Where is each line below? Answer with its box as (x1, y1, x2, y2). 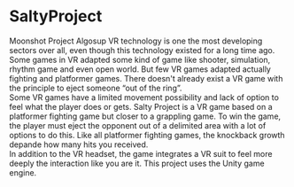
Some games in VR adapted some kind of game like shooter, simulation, (9, 54, 271, 65)
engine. (9, 167, 37, 178)
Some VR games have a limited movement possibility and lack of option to (9, 91, 279, 103)
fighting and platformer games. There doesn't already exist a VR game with (9, 73, 283, 83)
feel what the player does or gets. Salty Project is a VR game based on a (9, 101, 273, 112)
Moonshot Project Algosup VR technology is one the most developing (9, 35, 263, 46)
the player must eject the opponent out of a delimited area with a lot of (9, 120, 267, 130)
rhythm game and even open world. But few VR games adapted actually (9, 64, 272, 74)
